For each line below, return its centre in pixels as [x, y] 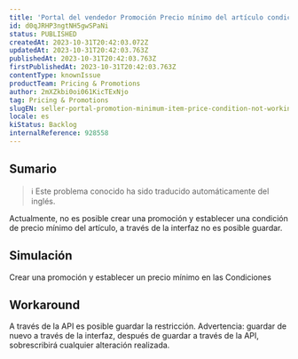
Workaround [45, 304]
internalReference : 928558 [59, 133]
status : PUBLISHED [43, 34]
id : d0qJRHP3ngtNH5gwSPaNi [59, 26]
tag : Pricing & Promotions [59, 100]
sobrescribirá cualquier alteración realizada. [90, 345]
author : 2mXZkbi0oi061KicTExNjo [69, 92]
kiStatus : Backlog [43, 125]
